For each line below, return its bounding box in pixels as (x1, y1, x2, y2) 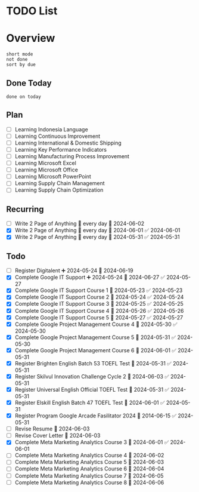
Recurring (6, 204, 44, 214)
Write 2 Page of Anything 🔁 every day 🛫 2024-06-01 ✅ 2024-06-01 (14, 227, 181, 234)
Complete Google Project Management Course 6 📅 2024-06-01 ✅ (14, 346, 177, 353)
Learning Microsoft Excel (14, 159, 76, 167)
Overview (6, 32, 55, 45)
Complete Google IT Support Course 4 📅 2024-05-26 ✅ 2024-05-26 (14, 307, 184, 314)
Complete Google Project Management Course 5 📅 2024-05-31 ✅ (14, 333, 176, 341)
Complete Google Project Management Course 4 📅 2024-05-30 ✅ (14, 321, 178, 328)
